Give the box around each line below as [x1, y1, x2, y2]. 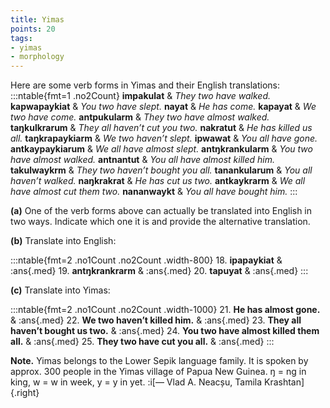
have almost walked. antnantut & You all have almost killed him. [10, 154, 276, 166]
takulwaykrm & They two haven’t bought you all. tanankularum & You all [10, 164, 313, 176]
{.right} [10, 387, 40, 399]
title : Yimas [10, 14, 65, 25]
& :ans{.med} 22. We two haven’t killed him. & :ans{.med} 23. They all [10, 314, 302, 326]
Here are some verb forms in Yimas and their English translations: [10, 79, 281, 91]
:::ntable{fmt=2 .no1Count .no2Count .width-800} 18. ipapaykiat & [10, 254, 283, 266]
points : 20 [10, 24, 56, 34]
